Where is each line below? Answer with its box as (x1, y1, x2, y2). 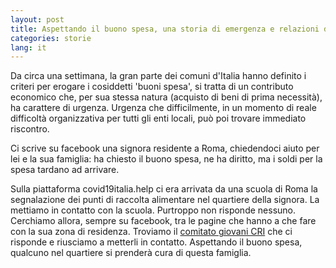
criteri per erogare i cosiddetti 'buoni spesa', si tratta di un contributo (10, 81, 294, 93)
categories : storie (10, 33, 92, 43)
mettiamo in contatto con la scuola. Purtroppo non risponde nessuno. (10, 204, 296, 216)
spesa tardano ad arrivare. (10, 164, 120, 176)
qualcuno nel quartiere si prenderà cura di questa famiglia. (10, 247, 252, 259)
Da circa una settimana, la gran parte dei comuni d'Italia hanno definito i (10, 70, 307, 82)
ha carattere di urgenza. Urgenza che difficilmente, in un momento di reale (10, 102, 317, 114)
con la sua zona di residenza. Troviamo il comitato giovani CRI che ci (10, 226, 293, 238)
